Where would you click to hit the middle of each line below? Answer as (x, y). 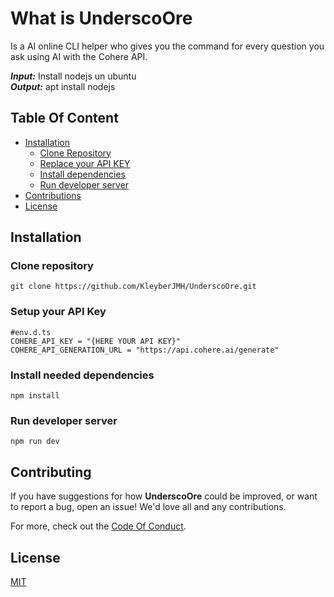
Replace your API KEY (85, 163)
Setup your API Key (58, 312)
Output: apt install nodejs (63, 86)
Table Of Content (64, 118)
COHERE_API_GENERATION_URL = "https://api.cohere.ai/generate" (145, 350)
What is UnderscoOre (101, 18)
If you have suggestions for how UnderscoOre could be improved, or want (164, 496)
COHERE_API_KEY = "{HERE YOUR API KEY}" (96, 341)
